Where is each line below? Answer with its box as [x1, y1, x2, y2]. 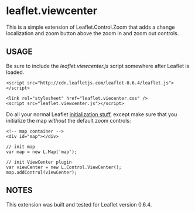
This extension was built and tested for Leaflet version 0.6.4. [6, 201, 152, 208]
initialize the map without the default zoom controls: [6, 117, 131, 124]
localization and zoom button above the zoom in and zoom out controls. [6, 29, 179, 36]
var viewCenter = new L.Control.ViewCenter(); [6, 164, 122, 170]
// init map [6, 144, 35, 150]
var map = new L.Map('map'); [6, 148, 77, 155]
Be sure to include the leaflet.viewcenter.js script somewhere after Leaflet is [6, 62, 190, 69]
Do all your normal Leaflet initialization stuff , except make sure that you [6, 110, 177, 118]
